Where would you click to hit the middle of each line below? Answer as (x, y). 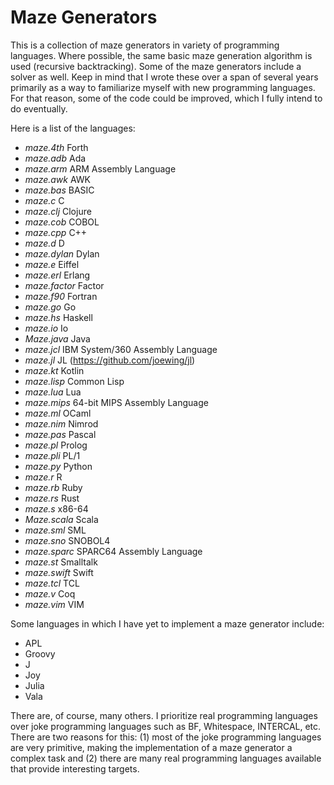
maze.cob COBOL (62, 222)
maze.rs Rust (52, 498)
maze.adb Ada (55, 158)
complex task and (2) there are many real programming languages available (166, 758)
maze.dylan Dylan (62, 253)
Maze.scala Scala (61, 519)
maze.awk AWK (58, 179)
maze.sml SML (55, 530)
